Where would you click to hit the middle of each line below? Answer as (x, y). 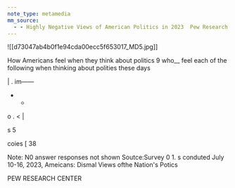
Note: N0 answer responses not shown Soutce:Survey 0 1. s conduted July (116, 157)
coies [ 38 (22, 144)
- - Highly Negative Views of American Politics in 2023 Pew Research (121, 27)
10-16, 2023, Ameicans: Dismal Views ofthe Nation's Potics (93, 165)
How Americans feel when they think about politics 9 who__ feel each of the (117, 61)
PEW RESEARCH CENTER (45, 178)
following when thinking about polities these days (79, 68)
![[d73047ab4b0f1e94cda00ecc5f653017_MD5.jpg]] (83, 47)
